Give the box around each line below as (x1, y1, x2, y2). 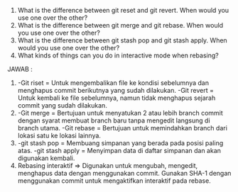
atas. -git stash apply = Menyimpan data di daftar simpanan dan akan (17, 147, 222, 154)
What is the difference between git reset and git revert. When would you (17, 6, 229, 14)
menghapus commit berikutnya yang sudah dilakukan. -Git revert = (17, 86, 215, 94)
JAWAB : (7, 65, 33, 73)
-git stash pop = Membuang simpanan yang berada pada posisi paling (17, 139, 224, 147)
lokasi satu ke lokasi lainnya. (17, 131, 102, 140)
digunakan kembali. (17, 154, 75, 162)
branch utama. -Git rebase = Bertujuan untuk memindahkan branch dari (17, 124, 227, 132)
